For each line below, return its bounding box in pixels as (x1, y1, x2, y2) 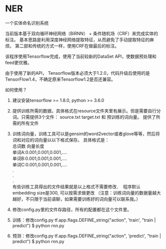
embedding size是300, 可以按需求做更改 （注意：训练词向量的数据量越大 (12, 190, 161, 196)
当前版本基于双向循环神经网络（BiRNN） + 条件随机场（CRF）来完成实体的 (5, 30, 159, 36)
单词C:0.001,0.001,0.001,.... (12, 161, 68, 167)
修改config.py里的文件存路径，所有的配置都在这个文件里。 (12, 206, 132, 212)
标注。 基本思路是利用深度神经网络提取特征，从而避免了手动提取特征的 (5, 37, 150, 43)
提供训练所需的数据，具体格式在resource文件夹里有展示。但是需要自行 (12, 107, 157, 114)
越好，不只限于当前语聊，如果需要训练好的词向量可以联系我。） (12, 196, 141, 202)
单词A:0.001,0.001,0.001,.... (12, 149, 67, 155)
